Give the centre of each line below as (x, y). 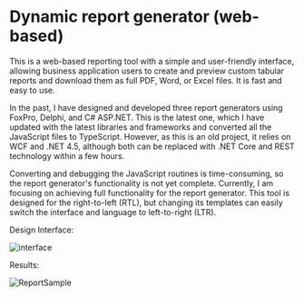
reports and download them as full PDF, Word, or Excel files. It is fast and (146, 80)
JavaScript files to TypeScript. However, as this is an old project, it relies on (150, 136)
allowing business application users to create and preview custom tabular (147, 71)
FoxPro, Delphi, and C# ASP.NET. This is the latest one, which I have (137, 117)
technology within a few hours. (67, 155)
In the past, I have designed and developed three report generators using (146, 107)
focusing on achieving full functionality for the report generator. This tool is (150, 193)
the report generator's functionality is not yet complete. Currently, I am (142, 183)
